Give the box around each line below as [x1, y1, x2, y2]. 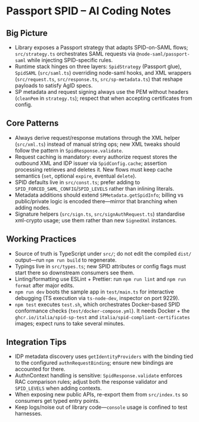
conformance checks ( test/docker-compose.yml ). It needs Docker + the [14, 307, 190, 314]
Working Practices [6, 234, 77, 244]
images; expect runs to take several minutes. [14, 320, 125, 327]
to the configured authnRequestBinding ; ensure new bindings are [14, 359, 173, 366]
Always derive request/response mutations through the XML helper [14, 134, 181, 141]
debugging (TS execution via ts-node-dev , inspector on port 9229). [14, 294, 180, 301]
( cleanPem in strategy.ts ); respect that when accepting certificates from [14, 94, 192, 102]
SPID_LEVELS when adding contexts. [14, 384, 102, 392]
